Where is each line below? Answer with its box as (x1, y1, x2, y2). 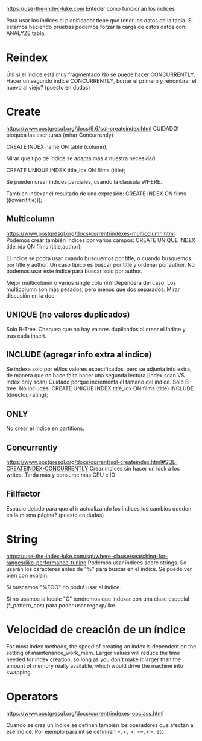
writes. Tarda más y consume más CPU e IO (6, 471, 116, 478)
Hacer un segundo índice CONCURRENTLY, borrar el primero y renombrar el (6, 77, 197, 84)
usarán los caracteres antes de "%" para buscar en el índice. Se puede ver (6, 565, 192, 572)
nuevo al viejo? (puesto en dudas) (6, 83, 90, 91)
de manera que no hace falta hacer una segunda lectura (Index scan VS (6, 372, 185, 379)
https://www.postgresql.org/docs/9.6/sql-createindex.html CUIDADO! (6, 125, 179, 132)
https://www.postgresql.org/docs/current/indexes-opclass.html (6, 710, 164, 717)
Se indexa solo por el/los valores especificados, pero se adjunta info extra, (6, 365, 192, 373)
